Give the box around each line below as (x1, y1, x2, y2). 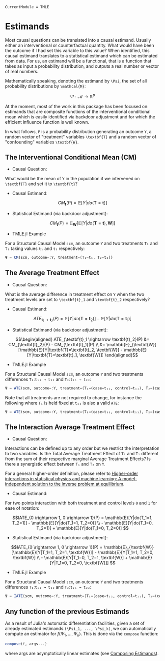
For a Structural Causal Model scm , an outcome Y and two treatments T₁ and (5, 241, 158, 246)
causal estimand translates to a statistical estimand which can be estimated (5, 53, 158, 58)
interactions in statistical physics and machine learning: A (5, 476, 122, 482)
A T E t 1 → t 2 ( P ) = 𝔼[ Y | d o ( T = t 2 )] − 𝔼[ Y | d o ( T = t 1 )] (33, 315, 132, 323)
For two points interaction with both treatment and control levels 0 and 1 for (5, 500, 157, 506)
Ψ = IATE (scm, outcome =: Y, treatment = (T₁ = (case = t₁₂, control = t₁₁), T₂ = (5, 594, 155, 599)
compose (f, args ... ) (5, 641, 48, 646)
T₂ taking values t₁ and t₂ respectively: (5, 246, 85, 251)
